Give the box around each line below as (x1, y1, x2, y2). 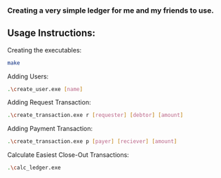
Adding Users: (7, 72, 49, 81)
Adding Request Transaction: (7, 98, 91, 107)
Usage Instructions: (7, 27, 96, 39)
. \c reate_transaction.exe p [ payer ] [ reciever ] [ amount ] (7, 138, 178, 145)
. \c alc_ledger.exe (7, 164, 61, 172)
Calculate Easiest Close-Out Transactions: (7, 151, 130, 159)
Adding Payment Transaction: (7, 125, 93, 133)
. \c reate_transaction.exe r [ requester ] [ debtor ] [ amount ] (7, 111, 184, 119)
